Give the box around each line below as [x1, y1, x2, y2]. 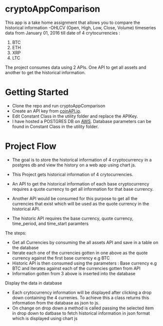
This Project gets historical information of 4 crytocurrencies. [12, 171, 133, 177]
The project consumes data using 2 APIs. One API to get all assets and [5, 64, 146, 70]
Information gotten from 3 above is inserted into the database [12, 270, 136, 276]
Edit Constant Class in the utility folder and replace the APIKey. [12, 113, 138, 119]
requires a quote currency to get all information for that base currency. [12, 186, 154, 192]
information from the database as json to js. [12, 300, 100, 306]
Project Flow [5, 141, 57, 152]
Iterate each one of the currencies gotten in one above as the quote [12, 250, 148, 256]
